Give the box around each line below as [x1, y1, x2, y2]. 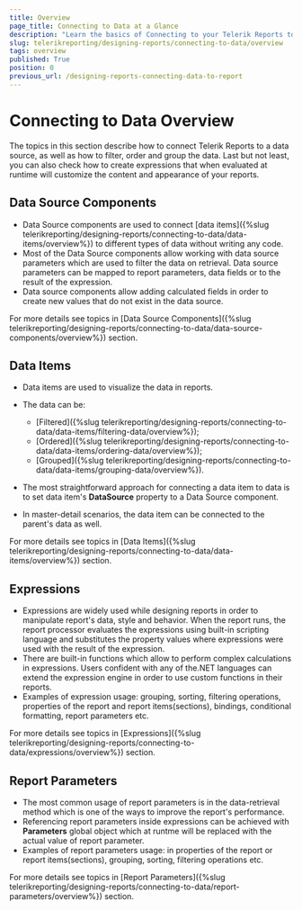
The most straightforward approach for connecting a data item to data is [22, 482, 290, 493]
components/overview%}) [9, 332, 107, 343]
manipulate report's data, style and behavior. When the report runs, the [22, 615, 286, 626]
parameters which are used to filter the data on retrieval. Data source [22, 257, 279, 268]
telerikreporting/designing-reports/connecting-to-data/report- [9, 881, 240, 892]
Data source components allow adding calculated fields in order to [22, 285, 269, 297]
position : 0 [9, 64, 54, 73]
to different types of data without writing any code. [95, 238, 284, 248]
